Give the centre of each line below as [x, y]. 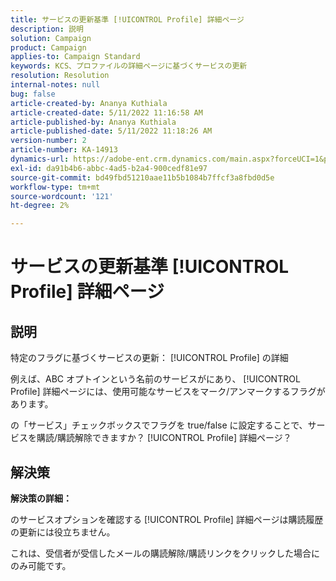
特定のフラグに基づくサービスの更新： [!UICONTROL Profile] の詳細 [149, 358]
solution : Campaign [51, 38]
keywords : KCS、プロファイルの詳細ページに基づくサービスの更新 [129, 66]
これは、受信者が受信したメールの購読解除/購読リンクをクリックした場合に [165, 553]
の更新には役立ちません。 [63, 532]
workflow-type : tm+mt [55, 187]
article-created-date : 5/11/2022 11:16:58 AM [106, 112]
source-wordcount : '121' [62, 196]
